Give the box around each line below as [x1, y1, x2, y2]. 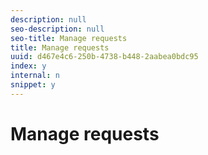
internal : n [10, 71, 60, 81]
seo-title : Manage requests [10, 33, 128, 43]
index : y [10, 61, 47, 71]
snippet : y [10, 80, 56, 90]
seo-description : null [10, 24, 105, 34]
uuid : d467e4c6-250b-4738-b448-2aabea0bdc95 [10, 52, 199, 62]
